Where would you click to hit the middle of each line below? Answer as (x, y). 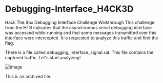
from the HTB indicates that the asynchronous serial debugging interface (79, 27)
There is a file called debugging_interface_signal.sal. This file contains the (79, 52)
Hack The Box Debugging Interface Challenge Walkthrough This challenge (80, 22)
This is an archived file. (28, 76)
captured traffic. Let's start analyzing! (43, 57)
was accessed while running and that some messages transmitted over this (81, 33)
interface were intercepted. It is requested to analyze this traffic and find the (82, 38)
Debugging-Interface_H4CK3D (69, 9)
